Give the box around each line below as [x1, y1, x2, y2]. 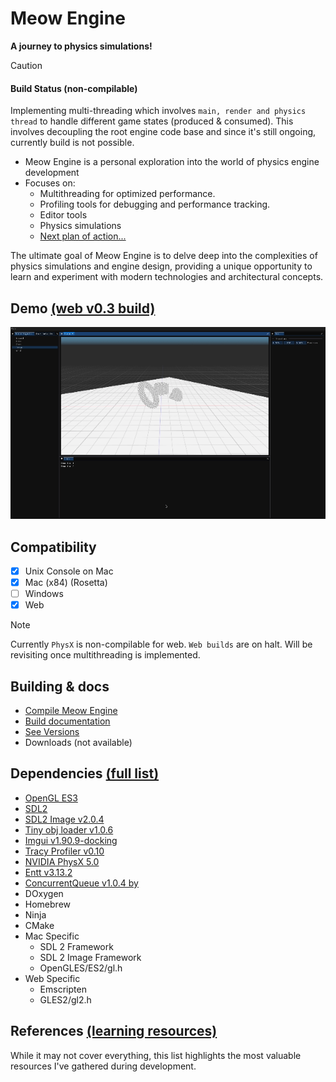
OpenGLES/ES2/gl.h [39, 962, 123, 974]
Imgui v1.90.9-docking [24, 834, 118, 846]
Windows [24, 588, 64, 600]
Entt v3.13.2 [24, 866, 73, 878]
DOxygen [24, 887, 64, 899]
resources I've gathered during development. [10, 1060, 197, 1072]
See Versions [24, 726, 80, 738]
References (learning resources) [10, 1023, 218, 1040]
